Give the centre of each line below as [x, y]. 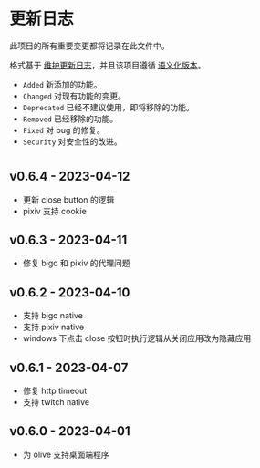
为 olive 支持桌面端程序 [66, 454]
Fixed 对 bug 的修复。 [63, 130]
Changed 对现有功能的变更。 [74, 96]
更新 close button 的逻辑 [68, 199]
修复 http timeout [55, 390]
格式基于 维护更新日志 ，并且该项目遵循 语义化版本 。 [108, 65]
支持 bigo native [53, 316]
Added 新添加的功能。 [62, 84]
